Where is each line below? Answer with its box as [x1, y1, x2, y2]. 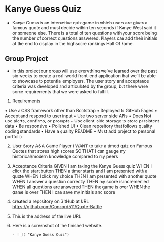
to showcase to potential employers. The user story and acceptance [12, 78, 149, 84]
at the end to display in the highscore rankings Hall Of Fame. [12, 40, 134, 46]
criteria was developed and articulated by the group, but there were [12, 83, 148, 89]
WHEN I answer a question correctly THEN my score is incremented [12, 178, 149, 184]
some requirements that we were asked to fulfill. [12, 88, 109, 94]
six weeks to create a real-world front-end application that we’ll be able [12, 73, 156, 79]
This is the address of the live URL [12, 213, 82, 219]
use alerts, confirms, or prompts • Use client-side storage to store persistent [5, 118, 159, 123]
